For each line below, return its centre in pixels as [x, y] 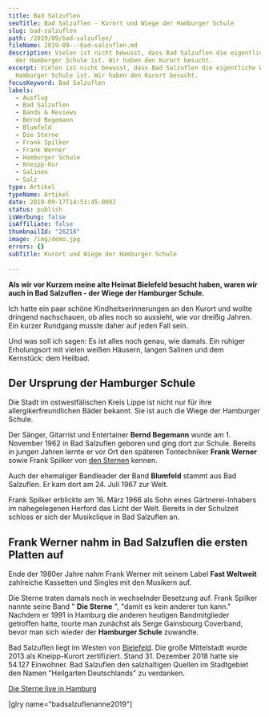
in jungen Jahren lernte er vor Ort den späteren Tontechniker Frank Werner [133, 452]
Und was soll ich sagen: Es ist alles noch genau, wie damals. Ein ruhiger [127, 340]
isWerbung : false [37, 217]
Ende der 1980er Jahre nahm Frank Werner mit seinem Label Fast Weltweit [133, 574]
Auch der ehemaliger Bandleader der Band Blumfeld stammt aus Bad [122, 476]
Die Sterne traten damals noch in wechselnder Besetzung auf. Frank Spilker [133, 598]
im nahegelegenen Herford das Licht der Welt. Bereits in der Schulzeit [123, 509]
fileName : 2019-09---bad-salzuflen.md [73, 46]
